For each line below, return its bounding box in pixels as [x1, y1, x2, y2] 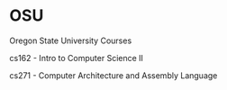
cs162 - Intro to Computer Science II [9, 52, 144, 63]
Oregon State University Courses [9, 35, 132, 46]
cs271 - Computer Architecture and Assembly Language [9, 69, 218, 81]
